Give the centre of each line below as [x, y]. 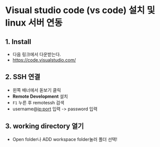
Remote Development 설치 [40, 96]
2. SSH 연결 [23, 77]
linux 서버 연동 [34, 23]
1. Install [18, 41]
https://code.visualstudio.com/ [44, 60]
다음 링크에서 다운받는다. [37, 54]
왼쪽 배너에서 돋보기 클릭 [37, 90]
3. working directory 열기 [45, 126]
